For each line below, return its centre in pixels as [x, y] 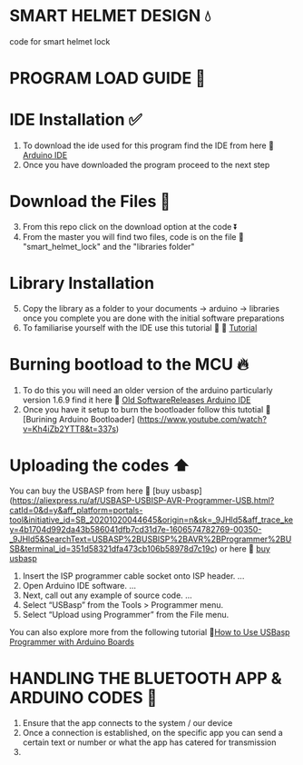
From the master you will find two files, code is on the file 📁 [133, 237]
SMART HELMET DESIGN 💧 [110, 16]
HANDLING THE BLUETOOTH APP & [146, 679]
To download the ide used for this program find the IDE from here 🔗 [148, 145]
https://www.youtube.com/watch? [203, 419]
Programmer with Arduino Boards [72, 641]
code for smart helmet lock [60, 41]
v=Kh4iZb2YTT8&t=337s [69, 429]
